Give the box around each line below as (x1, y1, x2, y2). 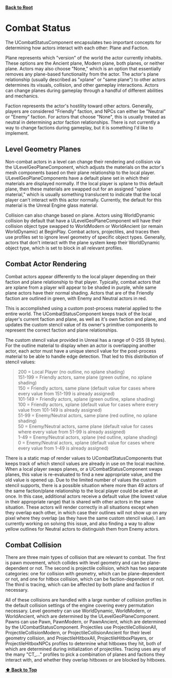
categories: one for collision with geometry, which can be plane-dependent (5, 571, 165, 577)
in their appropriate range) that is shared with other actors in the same (5, 498, 154, 505)
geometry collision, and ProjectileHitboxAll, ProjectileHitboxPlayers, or (5, 635, 154, 641)
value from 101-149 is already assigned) (17, 406, 102, 413)
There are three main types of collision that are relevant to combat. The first (5, 554, 166, 560)
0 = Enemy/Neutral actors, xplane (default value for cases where (17, 439, 155, 445)
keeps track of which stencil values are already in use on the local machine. (5, 460, 165, 467)
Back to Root (5, 5, 33, 10)
